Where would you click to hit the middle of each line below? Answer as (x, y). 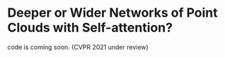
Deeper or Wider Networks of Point (112, 13)
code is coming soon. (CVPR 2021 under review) (78, 47)
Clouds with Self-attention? (90, 28)
